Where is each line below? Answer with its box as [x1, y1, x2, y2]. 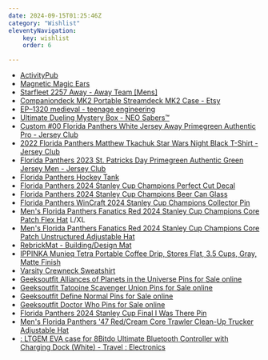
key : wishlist [22, 34, 70, 42]
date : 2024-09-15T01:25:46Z [8, 11, 102, 20]
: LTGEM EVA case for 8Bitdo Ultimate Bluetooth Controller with [19, 334, 229, 344]
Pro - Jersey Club [19, 130, 78, 140]
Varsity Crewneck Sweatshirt [19, 266, 116, 276]
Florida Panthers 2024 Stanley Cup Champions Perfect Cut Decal [19, 181, 236, 190]
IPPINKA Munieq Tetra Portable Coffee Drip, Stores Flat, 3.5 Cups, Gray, [19, 249, 258, 258]
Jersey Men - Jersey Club [19, 164, 106, 174]
